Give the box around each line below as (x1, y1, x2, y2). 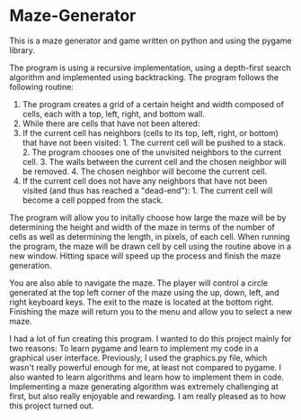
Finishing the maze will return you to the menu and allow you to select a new (9, 306, 292, 316)
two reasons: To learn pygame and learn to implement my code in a (9, 342, 259, 353)
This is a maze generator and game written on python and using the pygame (9, 35, 292, 46)
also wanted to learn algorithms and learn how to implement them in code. (9, 371, 285, 382)
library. (9, 44, 36, 55)
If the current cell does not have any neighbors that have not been (22, 175, 268, 186)
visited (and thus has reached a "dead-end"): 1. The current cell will (22, 185, 273, 196)
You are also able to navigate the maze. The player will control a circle (9, 277, 268, 288)
